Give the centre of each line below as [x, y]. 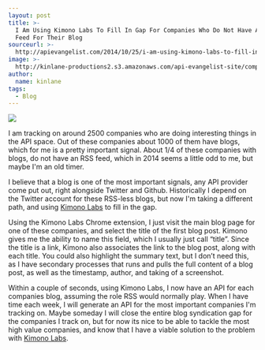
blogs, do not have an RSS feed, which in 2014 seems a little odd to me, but [131, 158]
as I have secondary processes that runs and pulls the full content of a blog [131, 264]
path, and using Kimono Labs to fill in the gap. [83, 207]
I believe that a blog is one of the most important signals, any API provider [128, 182]
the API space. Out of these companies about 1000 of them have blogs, [124, 142]
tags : [17, 89]
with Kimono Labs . [38, 338]
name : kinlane [38, 81]
